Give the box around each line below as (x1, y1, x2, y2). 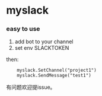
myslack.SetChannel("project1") (17, 68, 97, 73)
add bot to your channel (14, 38, 74, 45)
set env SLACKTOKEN (14, 44, 69, 52)
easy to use (6, 25, 40, 33)
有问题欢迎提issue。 (6, 84, 56, 91)
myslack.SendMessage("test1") (17, 72, 92, 79)
